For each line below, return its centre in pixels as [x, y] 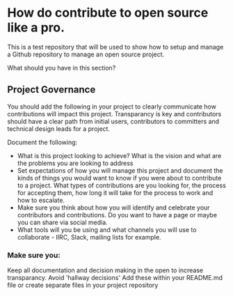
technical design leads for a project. [58, 128]
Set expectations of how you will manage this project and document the [120, 170]
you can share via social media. [62, 222]
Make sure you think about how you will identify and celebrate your [113, 208]
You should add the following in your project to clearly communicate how [112, 107]
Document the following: [42, 142]
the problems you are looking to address [75, 163]
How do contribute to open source [108, 13]
